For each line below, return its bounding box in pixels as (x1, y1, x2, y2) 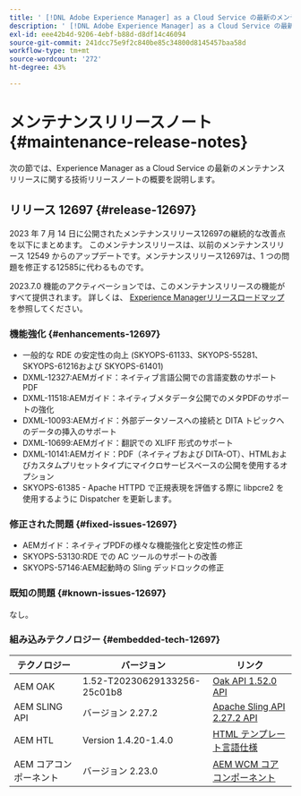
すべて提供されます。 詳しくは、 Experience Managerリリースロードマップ (9, 292, 285, 303)
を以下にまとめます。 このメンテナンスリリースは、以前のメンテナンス (9, 239, 270, 250)
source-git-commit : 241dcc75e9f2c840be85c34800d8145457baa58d (9, 38, 246, 47)
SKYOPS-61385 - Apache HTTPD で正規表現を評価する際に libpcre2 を (21, 482, 285, 492)
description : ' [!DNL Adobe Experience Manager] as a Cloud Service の (9, 21, 281, 30)
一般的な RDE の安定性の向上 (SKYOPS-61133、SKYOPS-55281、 (21, 349, 263, 360)
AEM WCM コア (212, 757, 279, 770)
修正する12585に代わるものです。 (24, 261, 150, 272)
